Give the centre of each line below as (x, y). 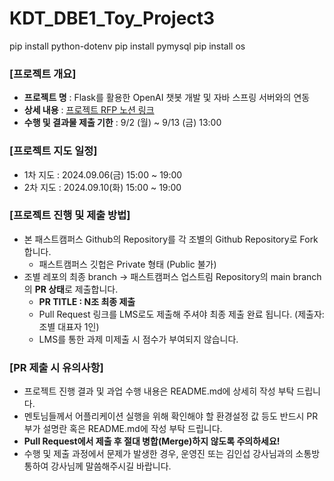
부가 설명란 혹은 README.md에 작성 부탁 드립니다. (123, 429)
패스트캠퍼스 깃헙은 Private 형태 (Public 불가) (127, 264)
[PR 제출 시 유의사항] (56, 367)
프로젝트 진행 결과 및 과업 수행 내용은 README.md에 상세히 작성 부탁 (159, 391)
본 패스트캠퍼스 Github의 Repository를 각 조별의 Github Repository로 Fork (171, 239)
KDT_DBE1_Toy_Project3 (112, 18)
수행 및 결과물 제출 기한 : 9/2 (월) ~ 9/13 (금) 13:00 (122, 123)
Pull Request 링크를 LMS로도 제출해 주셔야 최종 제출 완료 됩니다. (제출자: (181, 314)
